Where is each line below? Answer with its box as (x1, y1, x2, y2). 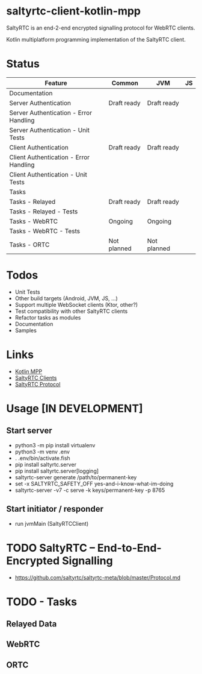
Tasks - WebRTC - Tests (9, 227, 81, 235)
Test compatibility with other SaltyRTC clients (14, 307, 128, 315)
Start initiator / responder (6, 504, 104, 514)
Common (111, 78, 138, 87)
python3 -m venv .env (14, 448, 70, 455)
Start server (6, 426, 52, 436)
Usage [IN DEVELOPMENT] (6, 402, 143, 415)
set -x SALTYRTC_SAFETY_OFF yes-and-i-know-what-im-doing (14, 480, 174, 487)
